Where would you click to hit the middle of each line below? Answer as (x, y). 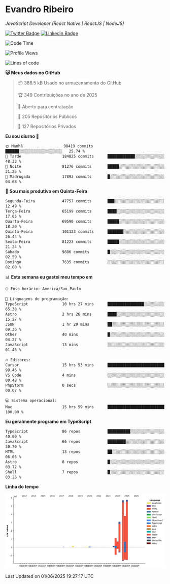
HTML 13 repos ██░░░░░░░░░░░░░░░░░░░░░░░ (85, 452)
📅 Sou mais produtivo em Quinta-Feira (46, 191)
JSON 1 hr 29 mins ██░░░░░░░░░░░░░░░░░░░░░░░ (85, 324)
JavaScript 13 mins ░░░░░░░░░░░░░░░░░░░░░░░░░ (85, 345)
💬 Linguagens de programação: (37, 299)
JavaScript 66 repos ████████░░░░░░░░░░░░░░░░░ (85, 441)
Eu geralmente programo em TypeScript (48, 421)
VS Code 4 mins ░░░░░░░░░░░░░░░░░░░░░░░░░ (85, 375)
